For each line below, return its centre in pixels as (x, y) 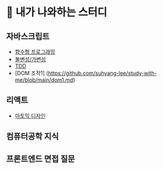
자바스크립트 (28, 36)
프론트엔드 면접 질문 (41, 159)
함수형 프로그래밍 (35, 52)
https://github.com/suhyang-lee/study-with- (102, 73)
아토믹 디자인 (30, 116)
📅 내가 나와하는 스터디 (57, 12)
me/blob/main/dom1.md (44, 80)
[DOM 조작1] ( (31, 73)
